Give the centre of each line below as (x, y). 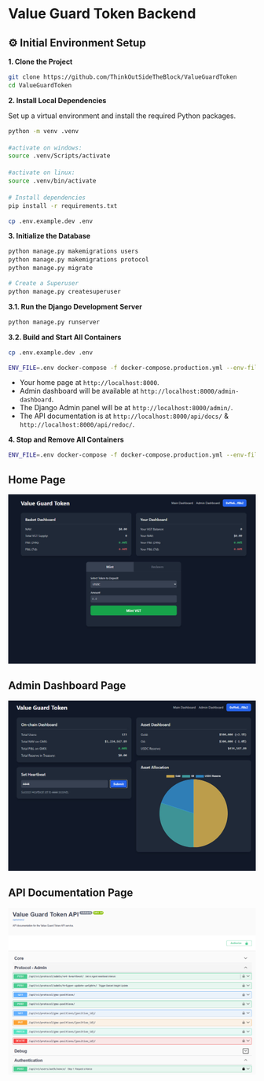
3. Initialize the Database (49, 236)
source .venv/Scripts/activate (59, 156)
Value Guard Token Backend (102, 14)
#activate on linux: (42, 173)
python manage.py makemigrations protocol (79, 260)
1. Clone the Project (40, 61)
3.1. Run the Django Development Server (75, 306)
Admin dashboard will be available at (79, 391)
